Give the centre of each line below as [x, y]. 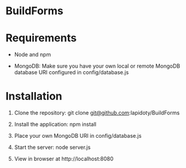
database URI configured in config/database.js [72, 72]
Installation [34, 96]
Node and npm [32, 55]
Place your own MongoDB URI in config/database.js [78, 136]
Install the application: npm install [55, 124]
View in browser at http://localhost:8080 [64, 159]
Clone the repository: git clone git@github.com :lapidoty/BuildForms [97, 113]
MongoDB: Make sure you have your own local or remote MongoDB [97, 66]
